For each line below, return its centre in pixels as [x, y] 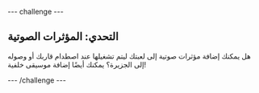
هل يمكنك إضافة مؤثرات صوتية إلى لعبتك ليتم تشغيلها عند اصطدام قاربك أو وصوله [129, 56]
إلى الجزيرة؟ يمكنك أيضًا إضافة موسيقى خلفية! [77, 64]
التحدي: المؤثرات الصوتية [63, 36]
